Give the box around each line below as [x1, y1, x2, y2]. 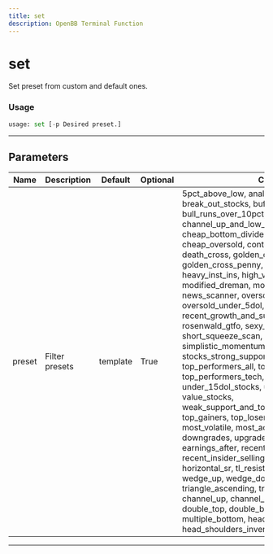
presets [44, 361, 75, 373]
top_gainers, [181, 412, 229, 423]
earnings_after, [181, 443, 240, 454]
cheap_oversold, [181, 239, 245, 251]
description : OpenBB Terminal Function [8, 20, 144, 28]
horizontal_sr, [181, 463, 234, 474]
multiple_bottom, [181, 513, 246, 525]
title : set [8, 11, 45, 20]
